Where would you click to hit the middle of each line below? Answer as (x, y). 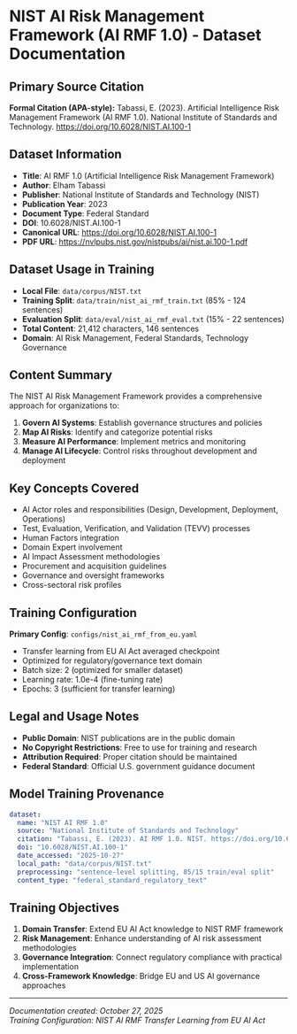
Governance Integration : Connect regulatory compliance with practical (152, 957)
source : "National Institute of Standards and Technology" (128, 831)
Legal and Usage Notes (74, 717)
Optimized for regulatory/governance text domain (112, 660)
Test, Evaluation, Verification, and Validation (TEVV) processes (136, 529)
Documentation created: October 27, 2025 (86, 1011)
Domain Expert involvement (72, 547)
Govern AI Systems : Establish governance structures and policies (142, 423)
